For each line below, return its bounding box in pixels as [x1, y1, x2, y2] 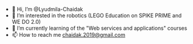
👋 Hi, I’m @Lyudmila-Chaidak [11, 6, 83, 12]
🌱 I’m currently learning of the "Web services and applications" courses [11, 24, 188, 32]
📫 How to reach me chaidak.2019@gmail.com [11, 32, 126, 38]
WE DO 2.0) [11, 18, 41, 25]
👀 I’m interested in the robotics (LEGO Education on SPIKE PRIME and [11, 12, 182, 19]
